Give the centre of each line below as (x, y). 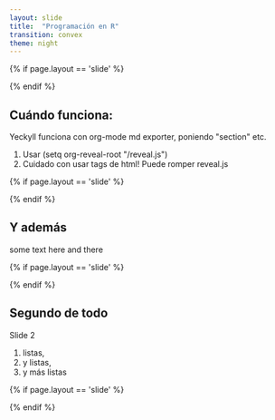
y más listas (45, 372)
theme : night (34, 43)
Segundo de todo (59, 313)
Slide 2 (22, 335)
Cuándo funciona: (61, 115)
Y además (38, 228)
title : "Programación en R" (64, 26)
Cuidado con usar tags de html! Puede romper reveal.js (125, 164)
